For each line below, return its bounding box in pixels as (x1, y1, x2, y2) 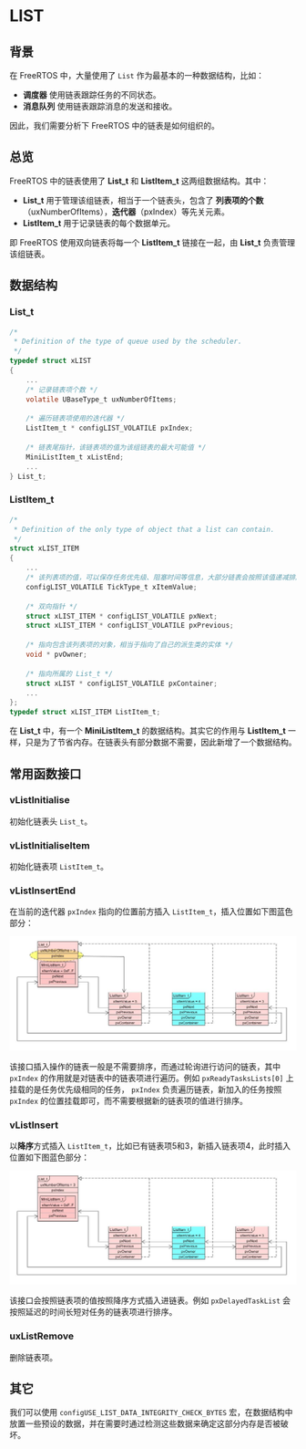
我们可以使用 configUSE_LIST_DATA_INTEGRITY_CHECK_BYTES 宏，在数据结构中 (9, 1407, 293, 1418)
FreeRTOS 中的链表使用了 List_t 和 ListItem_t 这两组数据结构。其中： (9, 175, 270, 186)
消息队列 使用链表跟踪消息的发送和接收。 (22, 101, 178, 111)
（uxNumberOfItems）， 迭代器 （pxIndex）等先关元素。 (22, 206, 229, 217)
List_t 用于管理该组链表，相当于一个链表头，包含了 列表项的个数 (22, 194, 264, 205)
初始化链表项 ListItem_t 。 (9, 861, 109, 872)
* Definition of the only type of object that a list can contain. (13, 525, 275, 534)
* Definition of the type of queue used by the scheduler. (13, 337, 243, 347)
